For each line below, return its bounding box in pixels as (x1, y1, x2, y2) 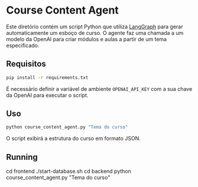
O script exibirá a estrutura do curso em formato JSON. (6, 135, 141, 142)
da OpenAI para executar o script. (6, 91, 89, 99)
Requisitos (6, 59, 46, 69)
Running (6, 152, 38, 162)
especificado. (6, 42, 40, 49)
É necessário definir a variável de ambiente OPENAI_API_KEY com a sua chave (6, 85, 193, 92)
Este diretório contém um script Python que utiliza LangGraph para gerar (6, 23, 183, 30)
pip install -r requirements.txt (6, 74, 89, 80)
